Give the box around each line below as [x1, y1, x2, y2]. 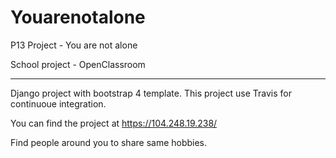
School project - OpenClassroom [10, 58, 146, 70]
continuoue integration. [10, 97, 107, 110]
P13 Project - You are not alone [10, 39, 138, 51]
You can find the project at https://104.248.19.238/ [10, 117, 218, 129]
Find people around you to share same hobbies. [10, 136, 208, 148]
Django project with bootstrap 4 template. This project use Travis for [10, 87, 292, 99]
